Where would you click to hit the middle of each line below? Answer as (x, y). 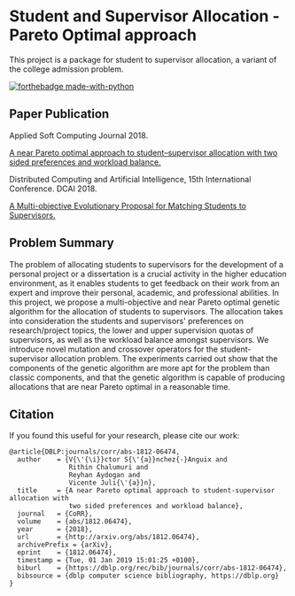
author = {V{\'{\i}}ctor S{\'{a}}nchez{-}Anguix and (122, 460)
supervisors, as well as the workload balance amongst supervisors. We (139, 339)
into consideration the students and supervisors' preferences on (127, 321)
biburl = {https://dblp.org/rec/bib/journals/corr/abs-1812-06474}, (152, 569)
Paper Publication (59, 114)
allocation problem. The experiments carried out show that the (164, 358)
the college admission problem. (66, 69)
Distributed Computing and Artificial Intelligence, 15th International (130, 179)
